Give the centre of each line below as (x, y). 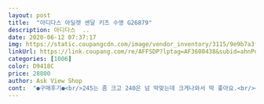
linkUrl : (22, 52)
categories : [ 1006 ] (40, 59)
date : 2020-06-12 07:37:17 (52, 37)
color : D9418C (31, 66)
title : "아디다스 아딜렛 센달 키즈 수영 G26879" (80, 23)
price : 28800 (29, 74)
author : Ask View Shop (45, 81)
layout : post (29, 15)
